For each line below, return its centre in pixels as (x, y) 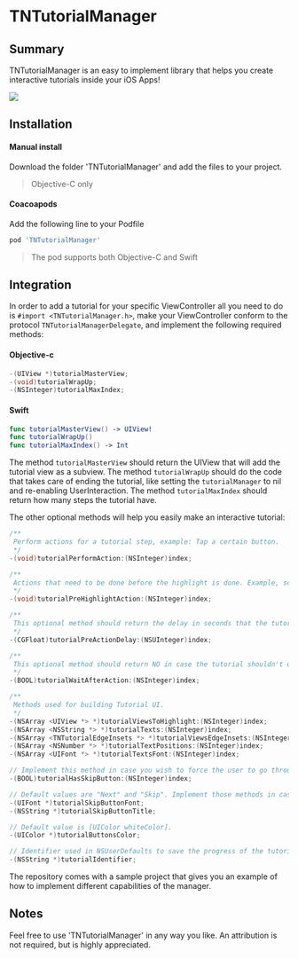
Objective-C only (62, 184)
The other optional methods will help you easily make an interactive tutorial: (147, 517)
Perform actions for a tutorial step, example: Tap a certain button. (146, 542)
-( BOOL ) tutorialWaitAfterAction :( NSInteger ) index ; (105, 680)
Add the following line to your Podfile (77, 224)
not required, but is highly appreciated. (80, 944)
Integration (41, 285)
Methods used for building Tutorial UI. (89, 705)
